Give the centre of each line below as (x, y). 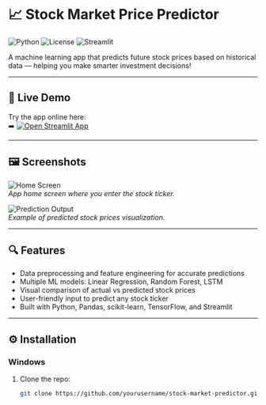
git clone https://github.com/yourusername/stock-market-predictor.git (140, 394)
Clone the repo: (45, 379)
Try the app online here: (47, 117)
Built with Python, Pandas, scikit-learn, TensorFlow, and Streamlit (126, 307)
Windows (27, 361)
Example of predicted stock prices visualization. (87, 217)
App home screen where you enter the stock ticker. (92, 193)
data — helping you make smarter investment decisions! (100, 65)
